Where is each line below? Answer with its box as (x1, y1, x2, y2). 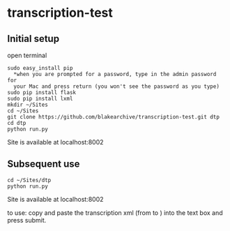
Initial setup (7, 33, 60, 45)
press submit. (7, 216, 47, 224)
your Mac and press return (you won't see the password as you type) (13, 83, 220, 90)
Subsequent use (7, 158, 80, 170)
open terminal (7, 51, 47, 59)
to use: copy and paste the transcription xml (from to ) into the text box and (7, 208, 223, 217)
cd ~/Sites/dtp (7, 177, 52, 184)
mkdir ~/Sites (7, 101, 49, 108)
